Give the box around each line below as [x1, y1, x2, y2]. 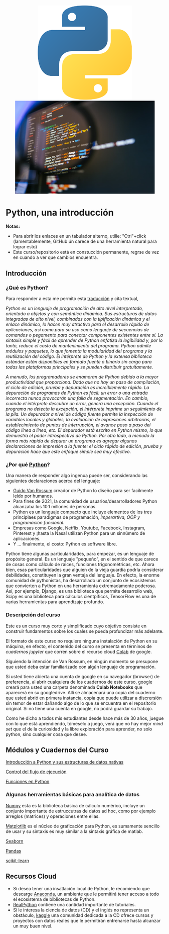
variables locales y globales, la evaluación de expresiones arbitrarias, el [6, 417, 156, 422]
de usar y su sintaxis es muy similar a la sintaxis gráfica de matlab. [6, 828, 143, 834]
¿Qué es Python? [6, 284, 48, 291]
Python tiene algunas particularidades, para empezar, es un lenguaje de [6, 551, 154, 557]
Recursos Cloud [6, 872, 57, 881]
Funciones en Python [6, 779, 50, 785]
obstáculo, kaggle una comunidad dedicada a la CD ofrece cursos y [13, 912, 153, 918]
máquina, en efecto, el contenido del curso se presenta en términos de [6, 643, 152, 649]
